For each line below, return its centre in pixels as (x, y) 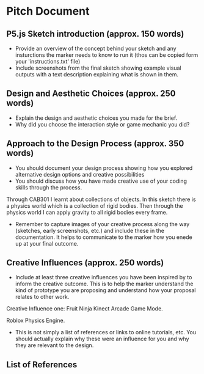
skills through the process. (49, 187)
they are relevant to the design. (54, 345)
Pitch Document (48, 11)
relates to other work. (42, 297)
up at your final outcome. (47, 243)
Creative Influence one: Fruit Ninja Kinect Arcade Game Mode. (85, 309)
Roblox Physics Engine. (36, 321)
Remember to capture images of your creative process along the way (102, 224)
